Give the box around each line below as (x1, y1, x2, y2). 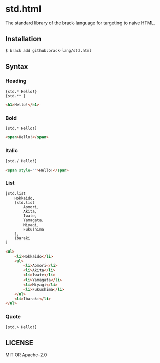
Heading (5, 77, 27, 85)
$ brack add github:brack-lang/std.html (5, 48, 92, 53)
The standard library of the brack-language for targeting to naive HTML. (5, 20, 155, 26)
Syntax (5, 62, 28, 71)
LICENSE (5, 339, 34, 347)
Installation (5, 35, 42, 43)
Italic (5, 147, 18, 154)
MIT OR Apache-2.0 (5, 352, 47, 358)
